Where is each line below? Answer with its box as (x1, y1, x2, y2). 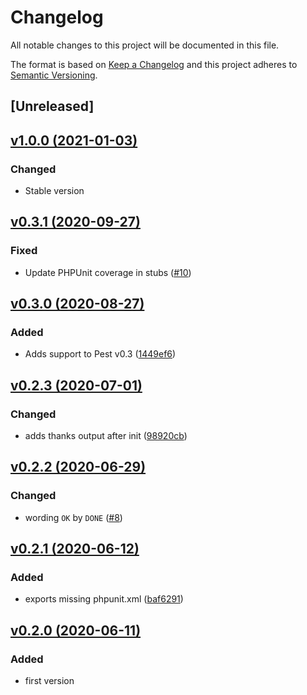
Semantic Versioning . (10, 69, 98, 81)
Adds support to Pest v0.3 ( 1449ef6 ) (24, 348, 177, 360)
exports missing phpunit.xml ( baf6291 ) (24, 593, 184, 605)
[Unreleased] (10, 98, 95, 115)
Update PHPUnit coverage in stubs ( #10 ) (24, 266, 192, 278)
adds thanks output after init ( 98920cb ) (24, 430, 188, 442)
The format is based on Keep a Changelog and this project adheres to (10, 58, 298, 70)
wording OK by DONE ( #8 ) (24, 511, 123, 523)
